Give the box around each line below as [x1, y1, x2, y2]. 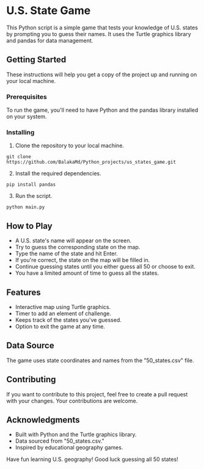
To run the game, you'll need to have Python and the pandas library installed [6, 106, 199, 114]
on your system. [6, 113, 47, 120]
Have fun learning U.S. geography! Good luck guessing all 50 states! [6, 456, 178, 463]
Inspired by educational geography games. [15, 444, 123, 451]
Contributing [6, 374, 56, 385]
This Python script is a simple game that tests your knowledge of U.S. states [6, 24, 199, 31]
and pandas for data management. [6, 37, 93, 44]
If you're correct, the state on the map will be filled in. [15, 256, 150, 264]
